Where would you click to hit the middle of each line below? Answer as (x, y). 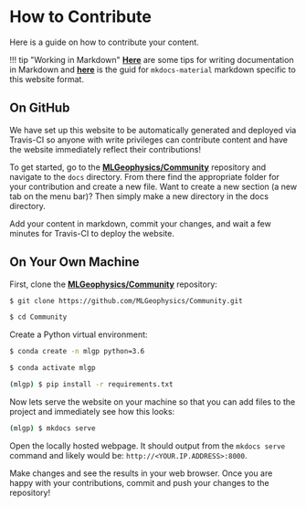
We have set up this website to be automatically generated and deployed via (153, 130)
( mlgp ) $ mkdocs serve (53, 428)
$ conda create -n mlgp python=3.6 (77, 352)
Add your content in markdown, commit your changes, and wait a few (140, 223)
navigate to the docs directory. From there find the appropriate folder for (145, 176)
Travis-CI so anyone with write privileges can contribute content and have (148, 140)
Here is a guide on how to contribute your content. (104, 42)
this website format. (47, 79)
